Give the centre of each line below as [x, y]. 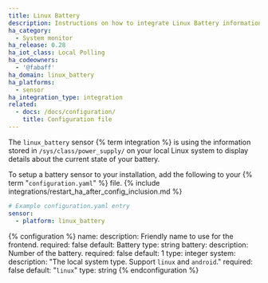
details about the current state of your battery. [84, 159]
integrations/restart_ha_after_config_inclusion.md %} [95, 191]
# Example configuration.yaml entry [69, 206]
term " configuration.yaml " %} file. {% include [84, 183]
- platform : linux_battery [60, 221]
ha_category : [30, 30]
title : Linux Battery [44, 16]
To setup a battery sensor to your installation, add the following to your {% [130, 174]
